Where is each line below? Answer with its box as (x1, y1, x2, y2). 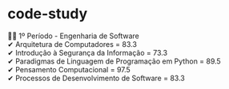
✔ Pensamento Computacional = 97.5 (7, 64, 131, 74)
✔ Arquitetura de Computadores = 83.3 (7, 39, 138, 48)
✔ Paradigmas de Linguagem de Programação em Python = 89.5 (7, 56, 221, 66)
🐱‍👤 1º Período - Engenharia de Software (7, 31, 139, 41)
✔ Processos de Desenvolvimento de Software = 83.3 (7, 73, 185, 83)
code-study (7, 5, 88, 23)
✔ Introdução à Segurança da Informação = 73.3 (7, 48, 168, 57)
